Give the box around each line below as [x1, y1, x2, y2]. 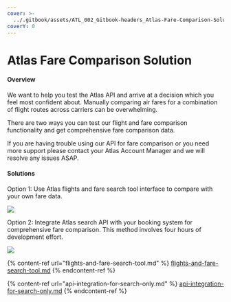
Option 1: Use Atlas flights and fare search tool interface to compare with [7, 185, 213, 193]
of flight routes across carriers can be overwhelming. [7, 105, 158, 113]
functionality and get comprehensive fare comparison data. [7, 126, 175, 134]
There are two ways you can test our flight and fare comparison [7, 118, 188, 127]
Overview [7, 75, 36, 84]
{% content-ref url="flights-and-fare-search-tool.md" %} [7, 259, 170, 267]
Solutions [7, 170, 36, 178]
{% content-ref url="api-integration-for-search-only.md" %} [7, 279, 178, 288]
